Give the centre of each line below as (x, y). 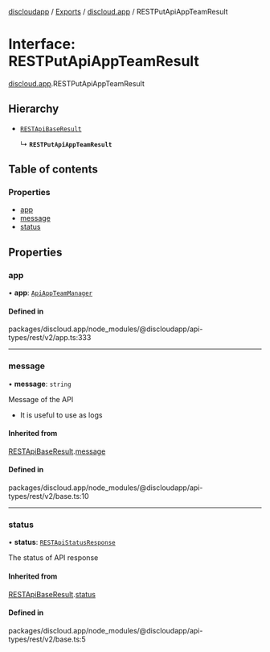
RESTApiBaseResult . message (57, 451)
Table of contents (53, 170)
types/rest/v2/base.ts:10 (49, 496)
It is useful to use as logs (61, 415)
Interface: (42, 44)
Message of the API (41, 399)
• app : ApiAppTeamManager (51, 293)
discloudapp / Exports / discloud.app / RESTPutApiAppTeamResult (118, 12)
